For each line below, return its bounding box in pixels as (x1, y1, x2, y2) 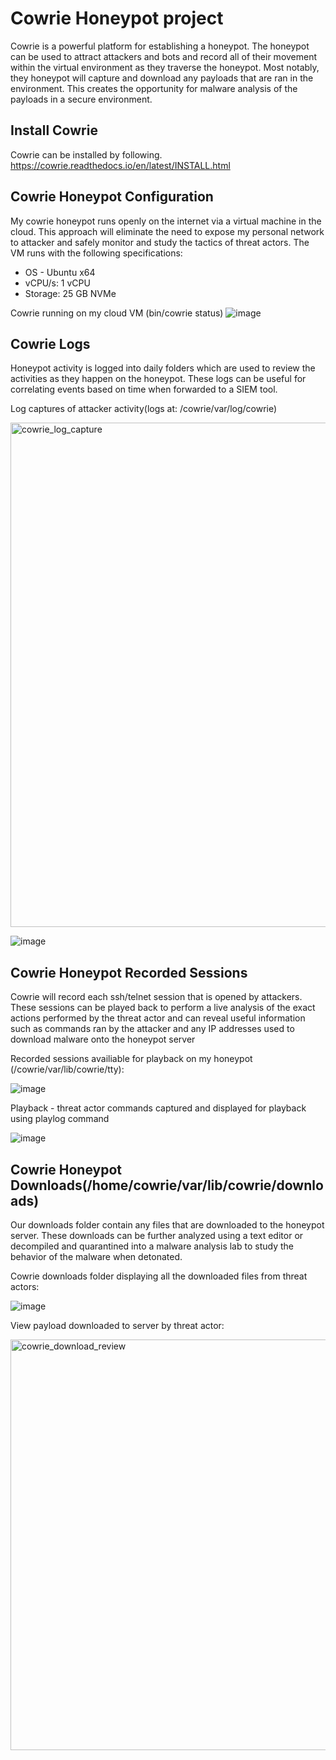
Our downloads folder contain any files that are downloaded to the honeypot (10, 1219, 325, 1231)
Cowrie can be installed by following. (10, 148, 163, 161)
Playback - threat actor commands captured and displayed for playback (10, 1102, 307, 1114)
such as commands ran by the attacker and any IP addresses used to (10, 1023, 295, 1035)
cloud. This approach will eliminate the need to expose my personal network (10, 225, 325, 237)
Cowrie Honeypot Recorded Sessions (10, 964, 248, 981)
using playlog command (10, 1113, 110, 1125)
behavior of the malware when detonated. (10, 1251, 183, 1262)
